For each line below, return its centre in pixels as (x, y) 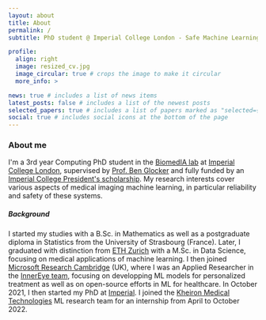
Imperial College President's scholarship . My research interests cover (122, 179)
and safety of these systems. (55, 196)
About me (28, 145)
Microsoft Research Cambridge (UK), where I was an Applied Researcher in (131, 267)
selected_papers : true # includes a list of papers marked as (113, 110)
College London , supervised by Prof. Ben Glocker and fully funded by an (126, 171)
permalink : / (30, 30)
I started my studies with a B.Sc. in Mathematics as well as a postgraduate (129, 234)
